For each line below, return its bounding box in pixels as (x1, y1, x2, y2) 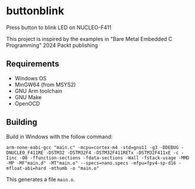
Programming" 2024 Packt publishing (6, 42, 98, 49)
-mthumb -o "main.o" (48, 165, 100, 171)
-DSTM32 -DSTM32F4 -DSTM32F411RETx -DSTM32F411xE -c (46, 150, 179, 156)
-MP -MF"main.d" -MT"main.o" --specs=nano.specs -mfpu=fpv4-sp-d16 (6, 160, 177, 166)
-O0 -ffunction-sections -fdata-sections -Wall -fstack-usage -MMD (19, 155, 190, 161)
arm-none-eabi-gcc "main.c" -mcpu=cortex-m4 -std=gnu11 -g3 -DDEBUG (6, 144, 179, 150)
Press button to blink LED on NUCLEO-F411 (6, 24, 111, 31)
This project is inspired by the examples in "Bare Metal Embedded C (6, 35, 173, 42)
